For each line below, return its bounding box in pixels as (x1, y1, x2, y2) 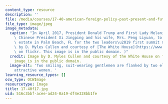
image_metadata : (5, 26, 39, 31)
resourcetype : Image (5, 81, 48, 86)
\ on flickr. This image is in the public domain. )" (14, 49, 128, 54)
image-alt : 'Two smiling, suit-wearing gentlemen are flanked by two (9, 63, 157, 68)
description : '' (5, 12, 39, 17)
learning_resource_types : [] (5, 72, 66, 77)
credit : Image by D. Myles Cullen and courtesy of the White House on (9, 53, 160, 59)
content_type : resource (5, 7, 55, 12)
